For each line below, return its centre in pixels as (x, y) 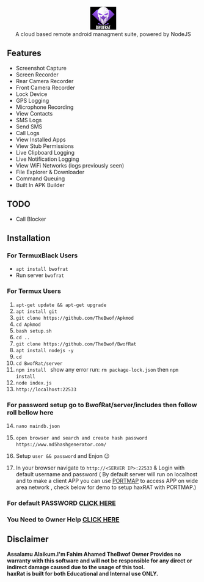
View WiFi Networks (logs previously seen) (70, 165)
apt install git (36, 311)
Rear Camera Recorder (45, 81)
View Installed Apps (41, 139)
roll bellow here (30, 412)
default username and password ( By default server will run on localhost (107, 474)
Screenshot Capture (41, 68)
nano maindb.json (38, 426)
